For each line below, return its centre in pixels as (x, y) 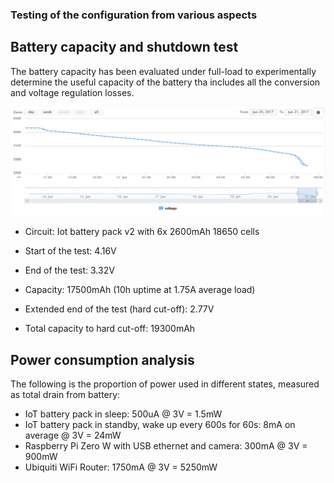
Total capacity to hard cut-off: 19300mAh (110, 329)
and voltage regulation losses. (72, 92)
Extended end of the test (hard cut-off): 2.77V (119, 309)
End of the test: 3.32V (69, 270)
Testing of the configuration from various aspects (134, 15)
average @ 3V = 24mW (73, 435)
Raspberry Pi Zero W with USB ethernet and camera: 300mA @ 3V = (166, 446)
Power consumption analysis (102, 359)
